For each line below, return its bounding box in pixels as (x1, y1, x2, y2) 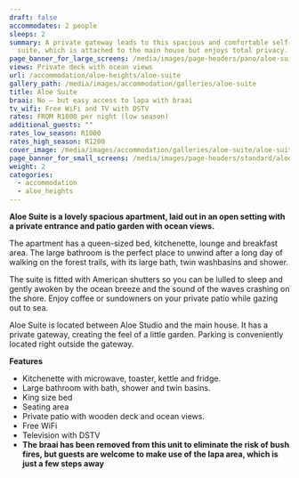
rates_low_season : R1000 (9, 129, 101, 138)
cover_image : (9, 145, 58, 154)
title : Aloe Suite (9, 87, 77, 96)
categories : (9, 170, 53, 179)
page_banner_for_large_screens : (9, 54, 129, 63)
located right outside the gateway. (9, 339, 134, 349)
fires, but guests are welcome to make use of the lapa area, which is (21, 449, 279, 459)
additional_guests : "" (9, 121, 93, 130)
